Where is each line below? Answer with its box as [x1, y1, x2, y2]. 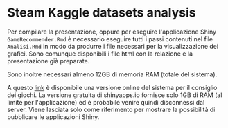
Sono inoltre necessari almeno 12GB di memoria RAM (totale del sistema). [7, 70, 218, 78]
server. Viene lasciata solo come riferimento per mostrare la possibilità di [7, 105, 216, 114]
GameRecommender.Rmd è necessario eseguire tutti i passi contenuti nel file [7, 34, 213, 43]
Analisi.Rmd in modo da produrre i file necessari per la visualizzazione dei [7, 42, 219, 50]
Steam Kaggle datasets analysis [7, 5, 196, 21]
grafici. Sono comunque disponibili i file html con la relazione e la [7, 50, 193, 58]
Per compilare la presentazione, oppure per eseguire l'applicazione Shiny [7, 28, 217, 36]
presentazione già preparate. [7, 56, 90, 65]
